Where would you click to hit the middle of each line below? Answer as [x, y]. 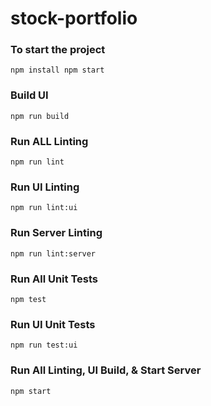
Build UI [29, 95]
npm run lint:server [53, 253]
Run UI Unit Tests [53, 324]
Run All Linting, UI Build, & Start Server [106, 370]
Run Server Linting [56, 233]
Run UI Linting [45, 187]
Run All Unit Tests [54, 279]
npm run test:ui [44, 345]
